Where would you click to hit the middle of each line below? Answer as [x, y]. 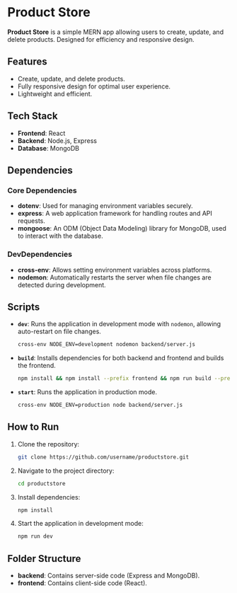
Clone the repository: [48, 444]
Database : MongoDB [48, 148]
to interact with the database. [60, 236]
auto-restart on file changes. [59, 332]
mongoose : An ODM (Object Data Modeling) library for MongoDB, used [122, 229]
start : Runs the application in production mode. [87, 392]
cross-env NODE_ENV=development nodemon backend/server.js [106, 345]
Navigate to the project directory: [66, 471]
